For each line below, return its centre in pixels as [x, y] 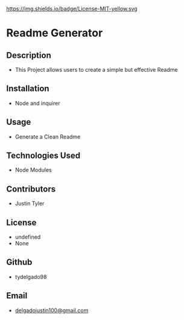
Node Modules [33, 170]
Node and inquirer [37, 103]
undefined [28, 237]
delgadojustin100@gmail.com [52, 310]
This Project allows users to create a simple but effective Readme [96, 70]
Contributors [31, 189]
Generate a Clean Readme [48, 136]
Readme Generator [55, 33]
